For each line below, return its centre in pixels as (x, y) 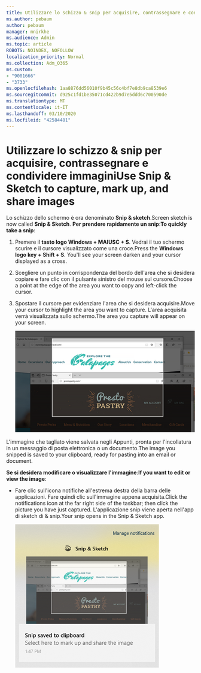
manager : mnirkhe (28, 32)
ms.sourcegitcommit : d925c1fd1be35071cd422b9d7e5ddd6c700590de (87, 95)
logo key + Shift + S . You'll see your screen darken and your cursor (98, 255)
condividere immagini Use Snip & (89, 176)
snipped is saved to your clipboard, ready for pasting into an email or (91, 454)
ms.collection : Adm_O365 (37, 63)
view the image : (26, 479)
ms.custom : (20, 69)
